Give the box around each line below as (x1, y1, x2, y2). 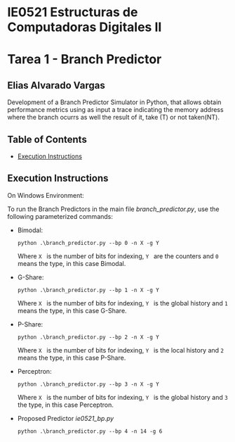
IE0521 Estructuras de (7, 4, 138, 20)
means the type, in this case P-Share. (17, 353, 126, 362)
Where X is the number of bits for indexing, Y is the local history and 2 (17, 346, 224, 354)
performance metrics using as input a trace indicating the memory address (7, 106, 224, 114)
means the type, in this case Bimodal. (17, 259, 126, 267)
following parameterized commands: (7, 212, 114, 220)
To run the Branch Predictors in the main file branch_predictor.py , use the (7, 205, 220, 213)
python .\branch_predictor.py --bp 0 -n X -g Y (17, 239, 159, 246)
